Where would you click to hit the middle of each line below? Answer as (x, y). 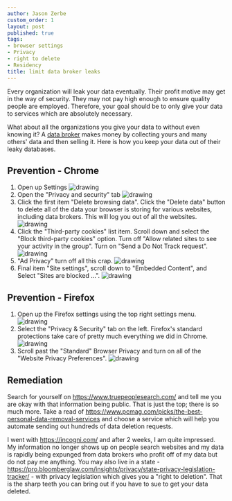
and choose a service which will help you (160, 419)
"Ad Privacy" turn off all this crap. (65, 261)
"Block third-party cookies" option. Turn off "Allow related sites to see (117, 239)
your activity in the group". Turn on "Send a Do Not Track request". (112, 246)
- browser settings (35, 46)
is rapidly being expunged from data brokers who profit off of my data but (113, 454)
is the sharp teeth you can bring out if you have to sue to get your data (108, 484)
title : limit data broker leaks (54, 71)
